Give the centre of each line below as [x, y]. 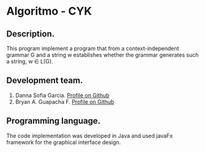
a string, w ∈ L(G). [30, 61]
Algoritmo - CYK [49, 11]
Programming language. [54, 121]
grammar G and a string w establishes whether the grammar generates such [102, 55]
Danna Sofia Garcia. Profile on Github [62, 95]
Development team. [45, 81]
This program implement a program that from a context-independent [93, 48]
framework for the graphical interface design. [64, 142]
